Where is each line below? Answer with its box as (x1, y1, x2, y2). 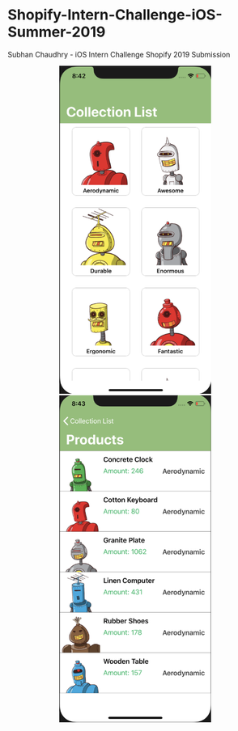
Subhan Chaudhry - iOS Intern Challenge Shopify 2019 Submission (7, 49, 231, 59)
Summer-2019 (7, 23, 106, 41)
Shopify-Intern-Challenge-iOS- (7, 6, 223, 24)
